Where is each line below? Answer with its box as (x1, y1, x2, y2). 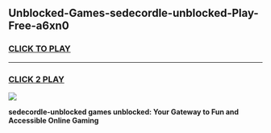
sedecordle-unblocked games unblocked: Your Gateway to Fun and (8, 106, 240, 116)
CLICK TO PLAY (8, 44, 71, 55)
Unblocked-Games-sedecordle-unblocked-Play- (8, 6, 260, 20)
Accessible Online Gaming (8, 115, 99, 125)
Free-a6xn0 (8, 19, 70, 33)
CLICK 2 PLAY (8, 73, 65, 85)
